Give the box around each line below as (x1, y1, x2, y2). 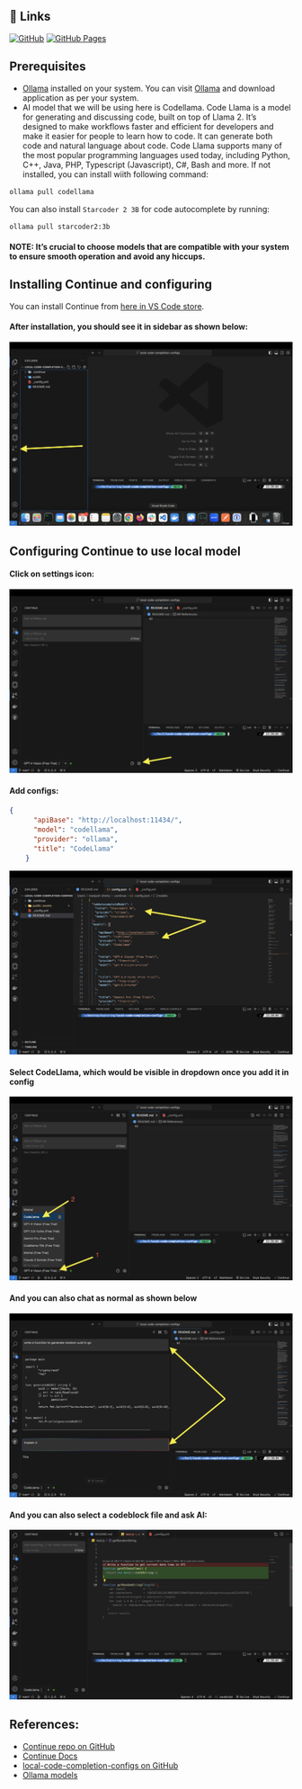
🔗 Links (9, 9, 51, 24)
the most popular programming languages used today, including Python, (22, 149, 290, 160)
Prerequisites (9, 59, 86, 75)
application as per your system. (22, 92, 139, 103)
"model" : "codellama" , (32, 825, 119, 834)
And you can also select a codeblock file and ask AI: (9, 1509, 208, 1520)
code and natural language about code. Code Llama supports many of (22, 140, 283, 151)
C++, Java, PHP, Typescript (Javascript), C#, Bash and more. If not (22, 159, 271, 170)
